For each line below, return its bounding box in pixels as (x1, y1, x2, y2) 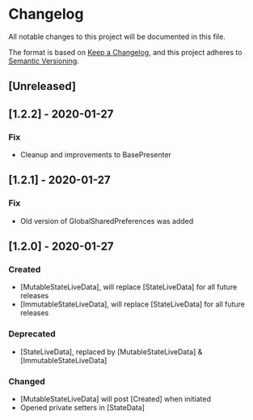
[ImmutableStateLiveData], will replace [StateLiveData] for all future (19, 299, 245, 309)
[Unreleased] (8, 79, 77, 93)
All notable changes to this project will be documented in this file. (8, 32, 226, 41)
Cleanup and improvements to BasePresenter (19, 150, 172, 160)
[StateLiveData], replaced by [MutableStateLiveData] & (19, 346, 203, 357)
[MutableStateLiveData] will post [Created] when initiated (19, 394, 212, 404)
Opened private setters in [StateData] (19, 402, 145, 412)
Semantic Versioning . (8, 56, 79, 66)
